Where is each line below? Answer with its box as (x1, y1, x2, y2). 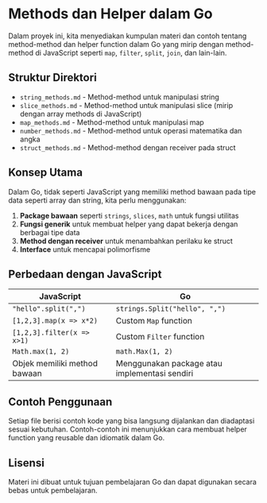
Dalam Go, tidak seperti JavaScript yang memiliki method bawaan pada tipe (8, 187, 257, 196)
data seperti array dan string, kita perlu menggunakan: (8, 195, 187, 205)
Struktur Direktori (8, 71, 97, 84)
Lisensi (8, 456, 45, 470)
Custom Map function (115, 315, 193, 327)
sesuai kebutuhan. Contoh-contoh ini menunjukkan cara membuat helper (8, 424, 248, 434)
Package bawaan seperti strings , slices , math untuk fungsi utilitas (19, 211, 239, 220)
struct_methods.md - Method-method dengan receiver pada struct (19, 142, 236, 152)
